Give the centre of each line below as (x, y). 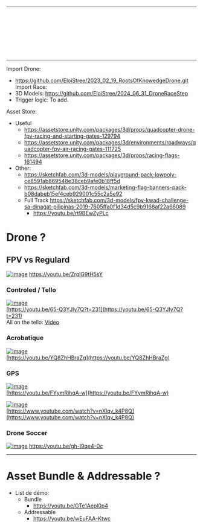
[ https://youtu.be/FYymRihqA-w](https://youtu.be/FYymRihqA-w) (88, 393)
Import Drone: (24, 69)
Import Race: (31, 87)
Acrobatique (25, 338)
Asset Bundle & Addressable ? (83, 476)
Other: (23, 168)
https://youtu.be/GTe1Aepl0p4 (71, 506)
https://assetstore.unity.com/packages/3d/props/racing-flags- (102, 155)
